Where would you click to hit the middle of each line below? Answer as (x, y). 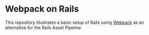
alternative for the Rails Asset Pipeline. (44, 27)
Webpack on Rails (42, 9)
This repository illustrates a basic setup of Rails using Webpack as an (75, 22)
